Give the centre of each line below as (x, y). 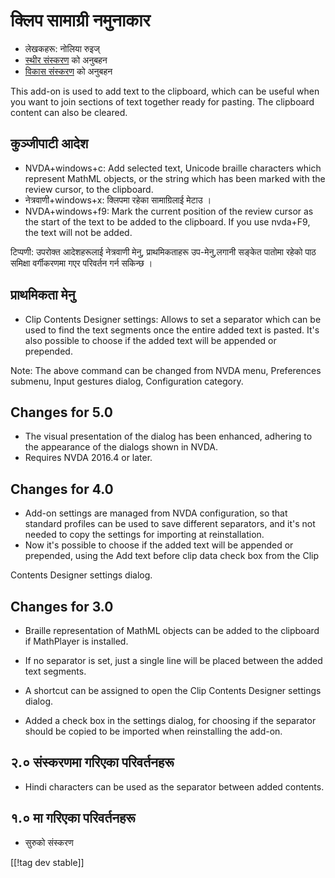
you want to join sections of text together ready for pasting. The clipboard (162, 101)
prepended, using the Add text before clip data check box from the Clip (171, 556)
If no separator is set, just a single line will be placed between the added (173, 660)
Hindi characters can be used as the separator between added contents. (174, 786)
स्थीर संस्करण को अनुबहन (66, 60)
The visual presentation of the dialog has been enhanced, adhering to (168, 436)
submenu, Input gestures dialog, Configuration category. (127, 381)
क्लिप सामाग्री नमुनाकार (80, 20)
